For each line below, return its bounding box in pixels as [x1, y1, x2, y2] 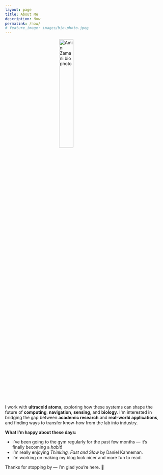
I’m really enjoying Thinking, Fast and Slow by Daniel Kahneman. [12, 449, 143, 455]
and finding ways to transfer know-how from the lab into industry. [5, 420, 138, 426]
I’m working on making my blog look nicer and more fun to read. [12, 455, 142, 461]
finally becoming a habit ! [12, 444, 63, 450]
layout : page [5, 7, 32, 12]
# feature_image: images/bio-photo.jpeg [5, 26, 89, 31]
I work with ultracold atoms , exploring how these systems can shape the [5, 404, 153, 410]
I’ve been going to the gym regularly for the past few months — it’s [12, 439, 147, 445]
